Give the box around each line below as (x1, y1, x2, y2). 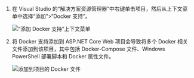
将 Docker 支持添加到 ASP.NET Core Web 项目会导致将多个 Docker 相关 (11, 38, 188, 45)
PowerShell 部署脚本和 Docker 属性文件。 (11, 53, 115, 60)
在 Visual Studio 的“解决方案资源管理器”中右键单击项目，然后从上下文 (11, 5, 183, 12)
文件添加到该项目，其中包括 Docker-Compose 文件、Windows (11, 45, 165, 52)
